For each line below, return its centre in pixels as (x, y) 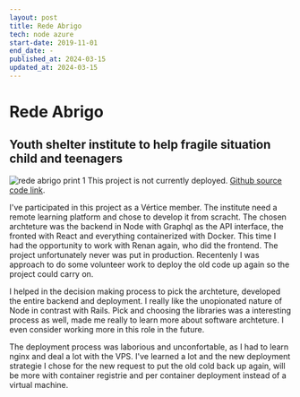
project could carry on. (51, 273)
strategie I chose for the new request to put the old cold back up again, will (147, 366)
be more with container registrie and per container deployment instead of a (148, 375)
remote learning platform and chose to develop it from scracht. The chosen (148, 217)
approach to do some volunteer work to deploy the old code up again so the (150, 264)
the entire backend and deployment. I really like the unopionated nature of (146, 300)
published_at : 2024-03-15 (57, 59)
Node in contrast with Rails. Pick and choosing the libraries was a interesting (150, 310)
